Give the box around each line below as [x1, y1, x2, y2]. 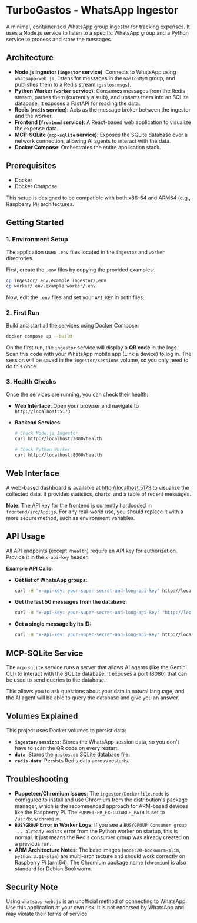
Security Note [6, 882, 58, 892]
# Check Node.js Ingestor [14, 430, 78, 437]
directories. [6, 255, 34, 262]
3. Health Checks [6, 378, 56, 386]
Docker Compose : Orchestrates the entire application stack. [14, 143, 161, 150]
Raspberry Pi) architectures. [6, 200, 75, 207]
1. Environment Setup [6, 235, 69, 243]
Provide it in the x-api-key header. [6, 553, 89, 561]
